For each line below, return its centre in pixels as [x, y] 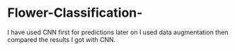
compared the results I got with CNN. [62, 39]
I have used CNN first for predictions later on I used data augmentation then [118, 32]
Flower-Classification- [75, 13]
